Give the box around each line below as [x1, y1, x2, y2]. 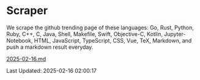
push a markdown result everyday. [6, 43, 94, 51]
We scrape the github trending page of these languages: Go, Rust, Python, [6, 24, 194, 31]
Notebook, [6, 37, 33, 44]
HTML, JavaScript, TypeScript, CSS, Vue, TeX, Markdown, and [34, 37, 192, 44]
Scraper [6, 4, 48, 18]
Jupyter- [164, 30, 186, 37]
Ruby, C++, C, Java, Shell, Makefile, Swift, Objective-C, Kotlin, [6, 30, 163, 37]
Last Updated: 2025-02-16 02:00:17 [6, 67, 97, 74]
